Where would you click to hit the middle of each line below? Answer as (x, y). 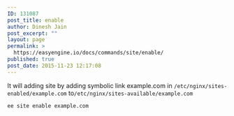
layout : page (26, 40)
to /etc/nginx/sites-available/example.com (131, 93)
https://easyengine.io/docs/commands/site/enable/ (89, 53)
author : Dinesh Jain (37, 27)
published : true (31, 59)
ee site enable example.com (48, 106)
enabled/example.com (37, 94)
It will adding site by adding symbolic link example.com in (90, 85)
